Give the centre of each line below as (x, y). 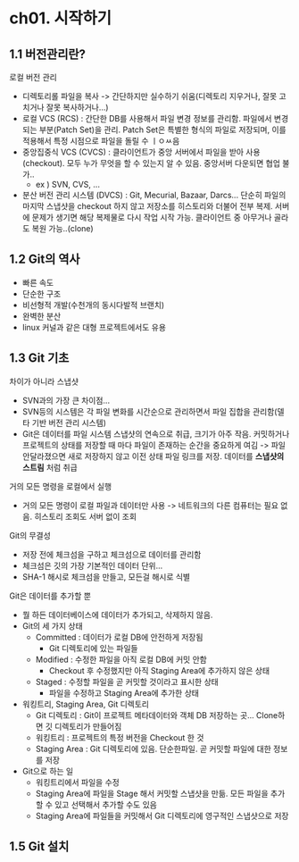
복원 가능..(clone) (62, 228)
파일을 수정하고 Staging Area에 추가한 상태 (124, 692)
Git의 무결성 (30, 535)
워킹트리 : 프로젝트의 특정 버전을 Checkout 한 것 (120, 737)
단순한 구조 (42, 293)
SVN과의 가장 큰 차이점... (66, 400)
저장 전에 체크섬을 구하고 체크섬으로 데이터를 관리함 (112, 554)
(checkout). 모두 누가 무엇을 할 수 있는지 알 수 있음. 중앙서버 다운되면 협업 (151, 163)
